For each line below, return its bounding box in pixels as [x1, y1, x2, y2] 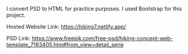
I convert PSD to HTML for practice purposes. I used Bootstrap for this [6, 5, 183, 12]
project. [6, 11, 26, 19]
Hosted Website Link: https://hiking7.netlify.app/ [6, 23, 126, 30]
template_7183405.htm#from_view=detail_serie [6, 41, 124, 48]
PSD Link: [6, 35, 31, 41]
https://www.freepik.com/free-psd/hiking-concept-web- [32, 35, 173, 41]
